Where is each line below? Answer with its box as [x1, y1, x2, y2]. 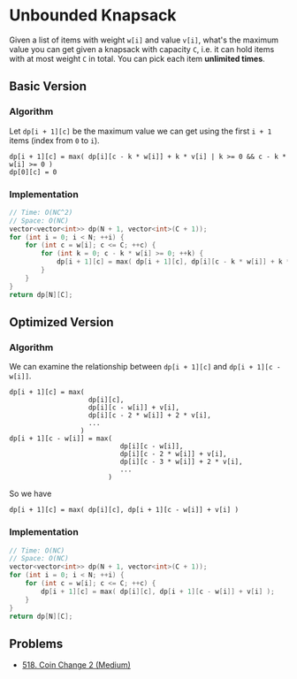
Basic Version [9, 79, 87, 94]
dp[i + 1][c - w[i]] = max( [9, 434, 113, 443]
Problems [9, 636, 64, 651]
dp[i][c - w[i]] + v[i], [88, 403, 179, 412]
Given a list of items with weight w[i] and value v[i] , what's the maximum [9, 34, 279, 45]
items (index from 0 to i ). [9, 134, 100, 146]
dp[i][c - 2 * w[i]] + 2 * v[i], [88, 411, 212, 420]
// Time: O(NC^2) [9, 208, 73, 217]
